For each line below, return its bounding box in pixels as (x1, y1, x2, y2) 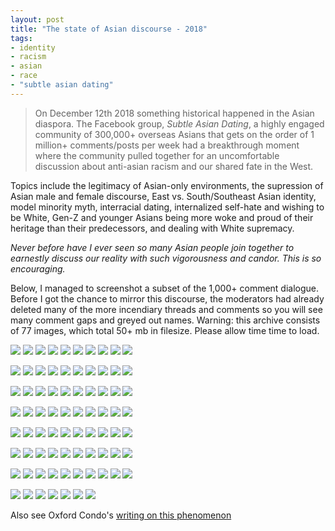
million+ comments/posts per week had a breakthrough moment (34, 139, 300, 151)
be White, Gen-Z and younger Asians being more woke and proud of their (10, 211, 314, 223)
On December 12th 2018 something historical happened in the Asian (34, 107, 315, 119)
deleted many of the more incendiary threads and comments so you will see (10, 303, 323, 315)
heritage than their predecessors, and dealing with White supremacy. (10, 222, 295, 234)
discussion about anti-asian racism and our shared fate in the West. (34, 160, 314, 172)
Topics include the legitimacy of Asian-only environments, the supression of (10, 179, 324, 191)
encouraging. (10, 262, 66, 275)
